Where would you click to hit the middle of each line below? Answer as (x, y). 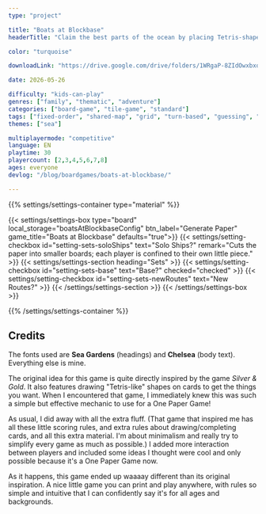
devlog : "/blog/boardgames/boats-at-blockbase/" (90, 175)
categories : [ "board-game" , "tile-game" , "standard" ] (99, 109)
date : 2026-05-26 (37, 80)
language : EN (30, 146)
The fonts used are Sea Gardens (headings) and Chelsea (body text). (122, 355)
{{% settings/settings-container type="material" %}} (94, 204)
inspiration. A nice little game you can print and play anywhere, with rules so (133, 485)
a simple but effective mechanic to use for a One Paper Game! (110, 404)
